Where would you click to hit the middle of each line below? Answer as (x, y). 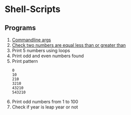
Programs (20, 28)
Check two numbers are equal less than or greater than (69, 45)
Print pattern (25, 61)
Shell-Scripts (33, 9)
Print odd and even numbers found (48, 56)
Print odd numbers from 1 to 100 (45, 102)
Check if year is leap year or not (45, 107)
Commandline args (31, 40)
